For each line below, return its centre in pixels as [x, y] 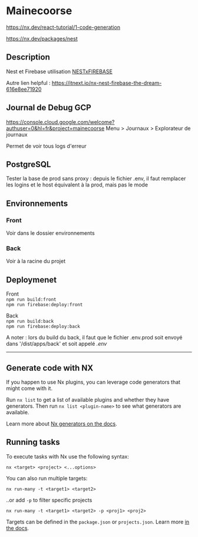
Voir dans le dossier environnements [51, 233]
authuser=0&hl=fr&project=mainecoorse [55, 128]
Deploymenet [32, 279]
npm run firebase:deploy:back [43, 327]
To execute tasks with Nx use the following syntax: [68, 456]
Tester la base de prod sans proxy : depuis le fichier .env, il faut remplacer [96, 179]
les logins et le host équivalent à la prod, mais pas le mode [77, 185]
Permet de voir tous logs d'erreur [46, 146]
